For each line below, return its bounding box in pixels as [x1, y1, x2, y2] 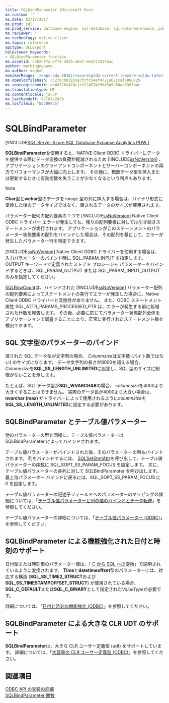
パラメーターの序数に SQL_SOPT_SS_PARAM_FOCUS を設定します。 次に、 [5, 461, 161, 467]
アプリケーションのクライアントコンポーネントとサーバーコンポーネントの [5, 162, 159, 169]
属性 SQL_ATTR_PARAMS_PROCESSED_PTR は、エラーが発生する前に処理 [5, 304, 160, 310]
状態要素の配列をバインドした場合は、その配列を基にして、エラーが [22, 231, 163, 238]
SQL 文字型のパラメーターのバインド [5, 338, 119, 347]
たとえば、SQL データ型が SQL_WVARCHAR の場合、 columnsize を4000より [5, 382, 163, 388]
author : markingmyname [5, 64, 53, 69]
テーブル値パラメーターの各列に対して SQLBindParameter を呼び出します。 [5, 467, 161, 474]
